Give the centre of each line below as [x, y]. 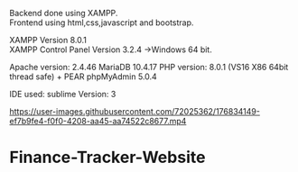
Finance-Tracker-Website [107, 158]
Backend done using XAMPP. [64, 13]
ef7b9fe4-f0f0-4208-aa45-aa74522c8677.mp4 [98, 121]
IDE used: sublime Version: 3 [63, 94]
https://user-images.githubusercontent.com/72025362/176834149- [135, 111]
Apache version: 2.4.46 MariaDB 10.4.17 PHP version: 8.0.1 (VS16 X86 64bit [149, 67]
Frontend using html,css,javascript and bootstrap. [102, 23]
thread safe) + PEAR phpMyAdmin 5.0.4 [84, 77]
